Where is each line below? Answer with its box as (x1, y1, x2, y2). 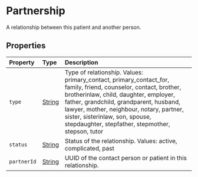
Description (64, 58, 98, 66)
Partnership (6, 4, 66, 18)
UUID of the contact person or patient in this (64, 153, 187, 162)
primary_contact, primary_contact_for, (64, 76, 170, 84)
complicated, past (64, 144, 115, 152)
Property (9, 58, 35, 66)
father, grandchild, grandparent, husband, (64, 97, 181, 106)
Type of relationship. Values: (64, 68, 143, 76)
